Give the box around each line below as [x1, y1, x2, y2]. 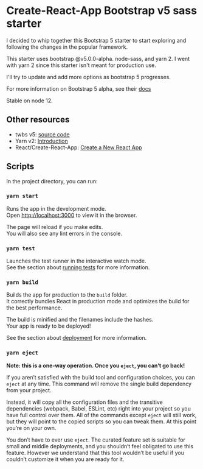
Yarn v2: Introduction [15, 137, 68, 144]
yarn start [6, 192, 38, 200]
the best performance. [6, 304, 63, 311]
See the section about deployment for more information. [6, 334, 147, 342]
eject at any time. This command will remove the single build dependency [6, 380, 192, 387]
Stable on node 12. [6, 97, 53, 104]
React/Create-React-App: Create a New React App [15, 144, 142, 151]
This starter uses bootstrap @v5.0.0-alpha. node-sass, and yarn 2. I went [6, 55, 190, 62]
